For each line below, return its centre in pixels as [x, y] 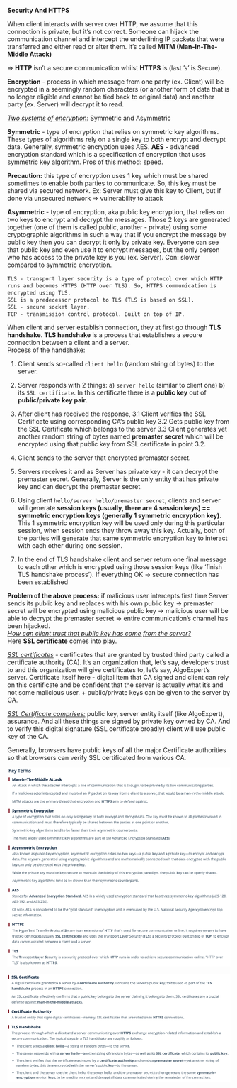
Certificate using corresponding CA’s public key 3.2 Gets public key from [123, 421]
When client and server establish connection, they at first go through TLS [114, 327]
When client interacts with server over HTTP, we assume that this [103, 24]
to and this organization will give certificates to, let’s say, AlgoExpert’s [109, 670]
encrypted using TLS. [39, 293]
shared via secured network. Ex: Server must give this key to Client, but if [114, 191]
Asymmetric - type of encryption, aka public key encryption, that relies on [116, 212]
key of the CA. [28, 736]
